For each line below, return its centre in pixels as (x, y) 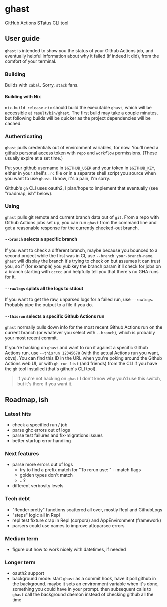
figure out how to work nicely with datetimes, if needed (69, 550)
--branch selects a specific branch (41, 239)
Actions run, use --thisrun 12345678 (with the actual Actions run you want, (82, 353)
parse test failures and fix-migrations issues (58, 435)
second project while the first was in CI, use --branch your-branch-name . (79, 256)
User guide (22, 38)
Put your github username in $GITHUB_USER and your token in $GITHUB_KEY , (80, 168)
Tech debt (18, 499)
